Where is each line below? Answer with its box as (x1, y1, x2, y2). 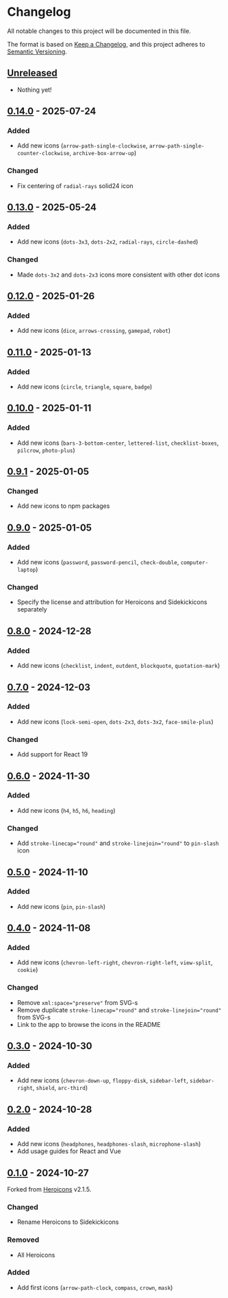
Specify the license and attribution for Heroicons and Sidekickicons (16, 598, 207, 606)
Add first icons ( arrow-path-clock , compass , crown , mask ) (16, 1283, 173, 1291)
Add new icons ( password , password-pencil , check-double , (16, 558, 179, 566)
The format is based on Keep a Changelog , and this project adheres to (7, 40, 205, 48)
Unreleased (7, 67, 58, 79)
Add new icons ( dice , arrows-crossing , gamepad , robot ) (16, 327, 171, 335)
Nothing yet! (16, 85, 53, 93)
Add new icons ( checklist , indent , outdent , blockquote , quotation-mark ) (16, 662, 220, 670)
